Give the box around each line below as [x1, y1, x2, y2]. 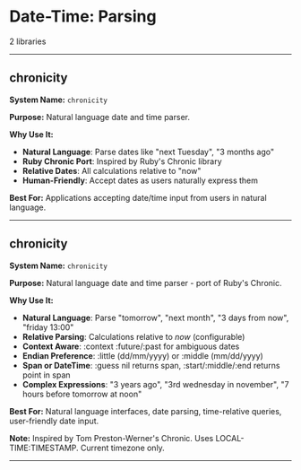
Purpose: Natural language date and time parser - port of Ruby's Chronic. [9, 277, 282, 288]
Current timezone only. [80, 442, 166, 453]
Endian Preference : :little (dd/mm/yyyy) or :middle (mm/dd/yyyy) [21, 350, 264, 361]
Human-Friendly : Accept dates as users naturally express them [21, 175, 258, 186]
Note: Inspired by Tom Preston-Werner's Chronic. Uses [9, 432, 214, 443]
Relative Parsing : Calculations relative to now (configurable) [21, 331, 245, 342]
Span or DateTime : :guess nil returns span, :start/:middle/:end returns [21, 360, 280, 370]
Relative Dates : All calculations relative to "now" [21, 165, 202, 176]
